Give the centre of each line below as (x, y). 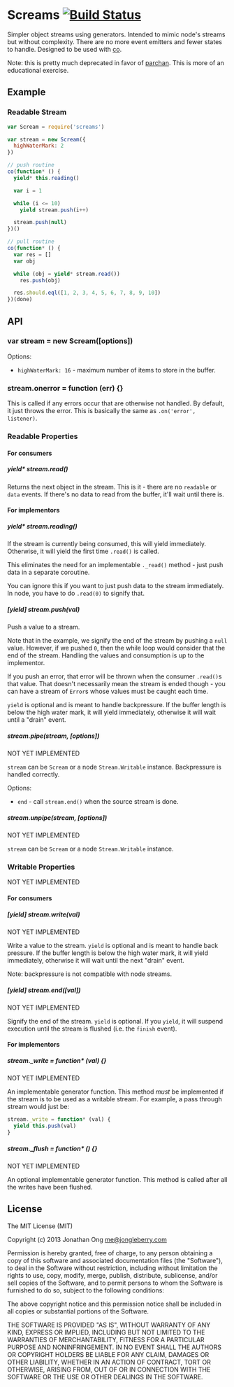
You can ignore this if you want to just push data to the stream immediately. (116, 586)
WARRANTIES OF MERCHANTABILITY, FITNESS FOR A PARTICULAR (106, 1339)
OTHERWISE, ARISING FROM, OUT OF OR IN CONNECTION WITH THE (109, 1369)
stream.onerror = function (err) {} (65, 388)
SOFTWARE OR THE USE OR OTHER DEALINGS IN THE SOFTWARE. (105, 1376)
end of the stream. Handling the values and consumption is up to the (106, 655)
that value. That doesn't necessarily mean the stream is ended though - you (116, 684)
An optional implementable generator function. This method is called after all (117, 1180)
